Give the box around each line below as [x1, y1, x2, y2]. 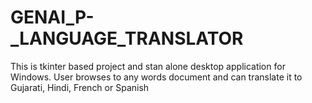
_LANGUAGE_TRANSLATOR [10, 27, 244, 50]
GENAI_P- [10, 6, 95, 29]
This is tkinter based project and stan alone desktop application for [10, 60, 286, 72]
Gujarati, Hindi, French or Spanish [10, 81, 150, 93]
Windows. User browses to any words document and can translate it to [10, 71, 303, 83]
